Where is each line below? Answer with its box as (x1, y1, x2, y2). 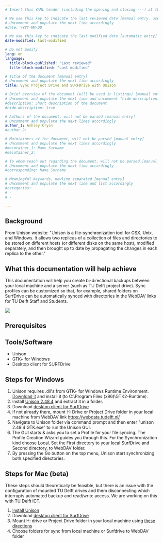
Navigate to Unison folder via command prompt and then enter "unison (12, 419, 154, 425)
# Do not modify (5, 47, 38, 52)
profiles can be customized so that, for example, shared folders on (5, 288, 138, 294)
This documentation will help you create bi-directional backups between (5, 278, 150, 284)
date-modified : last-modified (5, 38, 66, 43)
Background (5, 217, 43, 225)
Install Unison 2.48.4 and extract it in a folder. (12, 398, 103, 404)
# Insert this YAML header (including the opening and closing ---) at (5, 7, 153, 12)
